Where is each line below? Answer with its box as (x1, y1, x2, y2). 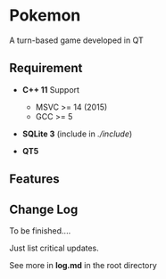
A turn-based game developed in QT (9, 35, 145, 45)
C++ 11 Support (21, 84, 80, 94)
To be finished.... (9, 225, 71, 236)
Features (9, 171, 60, 187)
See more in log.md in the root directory (9, 259, 158, 270)
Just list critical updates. (9, 242, 100, 253)
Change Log (9, 201, 79, 217)
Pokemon (9, 5, 81, 26)
